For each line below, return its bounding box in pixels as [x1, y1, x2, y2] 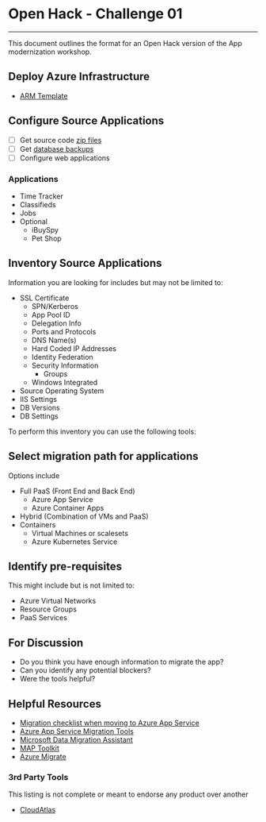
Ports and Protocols [31, 326, 97, 336]
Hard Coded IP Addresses [31, 343, 117, 353]
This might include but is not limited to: [8, 581, 135, 590]
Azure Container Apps [31, 503, 104, 512]
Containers [19, 519, 56, 529]
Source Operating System [19, 386, 104, 396]
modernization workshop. [8, 47, 93, 56]
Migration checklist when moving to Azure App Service [19, 718, 199, 727]
